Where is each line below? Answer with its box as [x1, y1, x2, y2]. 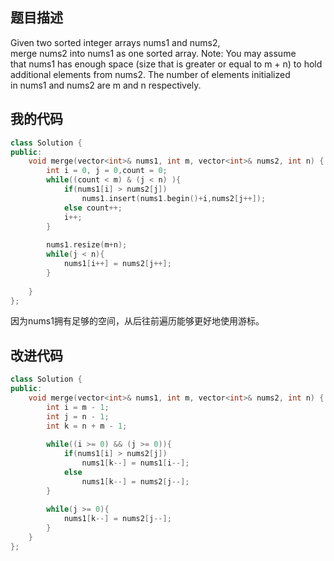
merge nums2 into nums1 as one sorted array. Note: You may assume [10, 47, 297, 59]
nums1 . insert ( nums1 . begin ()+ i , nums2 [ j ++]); [81, 193, 267, 203]
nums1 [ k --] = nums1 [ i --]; [81, 458, 190, 468]
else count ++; [63, 203, 123, 213]
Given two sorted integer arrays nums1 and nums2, [10, 36, 221, 48]
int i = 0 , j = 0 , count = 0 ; [46, 166, 168, 176]
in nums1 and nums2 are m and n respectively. [10, 79, 202, 91]
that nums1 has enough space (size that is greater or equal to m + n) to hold [10, 58, 323, 70]
